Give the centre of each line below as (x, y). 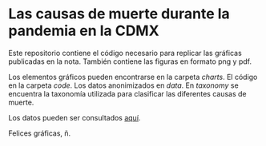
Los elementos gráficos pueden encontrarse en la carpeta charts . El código (133, 77)
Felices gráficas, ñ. (40, 133)
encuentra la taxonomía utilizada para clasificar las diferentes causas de (127, 93)
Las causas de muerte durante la (119, 14)
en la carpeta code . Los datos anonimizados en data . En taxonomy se (123, 85)
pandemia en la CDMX (84, 31)
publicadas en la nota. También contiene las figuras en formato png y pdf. (130, 61)
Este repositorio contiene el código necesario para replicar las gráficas (125, 53)
